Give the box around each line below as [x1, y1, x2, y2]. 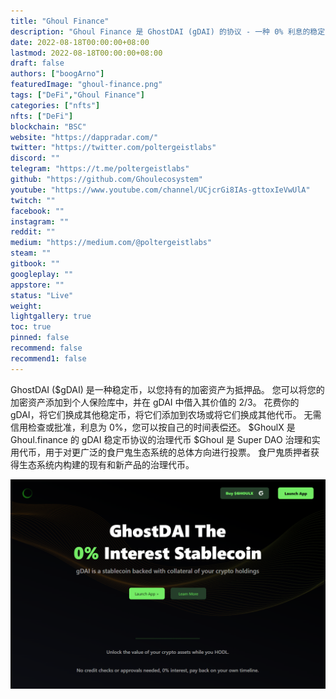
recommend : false [10, 343, 83, 353]
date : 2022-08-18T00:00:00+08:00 [10, 37, 150, 47]
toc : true [10, 322, 52, 332]
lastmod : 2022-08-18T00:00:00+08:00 [10, 48, 163, 58]
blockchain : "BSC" [10, 121, 87, 132]
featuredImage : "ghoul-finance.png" [10, 80, 163, 90]
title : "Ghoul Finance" [10, 16, 110, 26]
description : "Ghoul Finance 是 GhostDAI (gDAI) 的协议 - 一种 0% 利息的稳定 [10, 26, 326, 37]
